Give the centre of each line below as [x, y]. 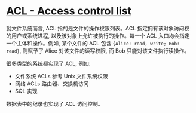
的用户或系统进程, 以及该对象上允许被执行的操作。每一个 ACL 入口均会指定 [98, 36]
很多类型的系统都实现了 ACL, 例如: [48, 63]
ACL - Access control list [69, 11]
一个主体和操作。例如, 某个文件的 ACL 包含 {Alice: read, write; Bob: [93, 43]
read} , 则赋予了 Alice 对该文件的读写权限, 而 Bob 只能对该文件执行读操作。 [98, 51]
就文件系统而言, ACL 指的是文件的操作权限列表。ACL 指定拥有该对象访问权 [98, 28]
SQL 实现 [26, 91]
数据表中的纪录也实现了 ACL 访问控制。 [55, 103]
